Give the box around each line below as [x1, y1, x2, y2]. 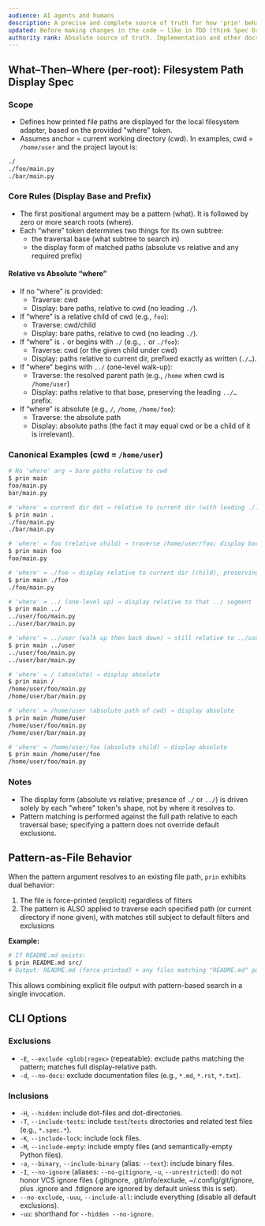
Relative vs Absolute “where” [8, 269, 107, 278]
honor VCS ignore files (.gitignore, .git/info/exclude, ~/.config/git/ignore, [19, 1175, 255, 1185]
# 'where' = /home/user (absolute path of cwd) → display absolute [8, 707, 235, 715]
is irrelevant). [31, 429, 75, 439]
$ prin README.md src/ [8, 959, 83, 967]
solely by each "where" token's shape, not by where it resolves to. [19, 803, 235, 812]
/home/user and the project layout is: [19, 142, 138, 151]
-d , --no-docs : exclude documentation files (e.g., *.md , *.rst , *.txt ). [19, 1070, 241, 1080]
